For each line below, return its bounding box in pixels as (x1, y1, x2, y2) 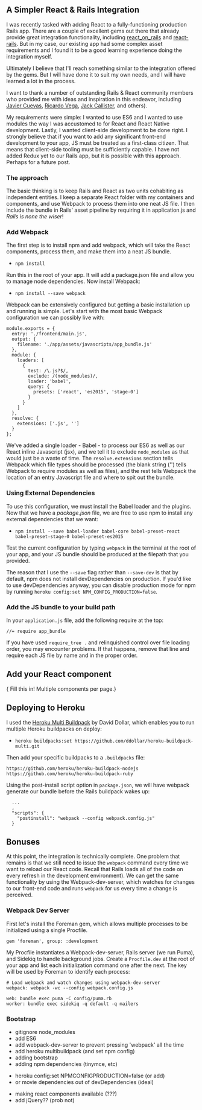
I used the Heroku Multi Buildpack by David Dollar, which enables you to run (6, 718, 195, 726)
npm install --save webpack (14, 291, 86, 297)
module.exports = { (6, 326, 55, 332)
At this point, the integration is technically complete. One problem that (6, 853, 180, 860)
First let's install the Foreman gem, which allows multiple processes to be (6, 920, 188, 927)
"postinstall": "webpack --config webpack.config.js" (17, 815, 155, 821)
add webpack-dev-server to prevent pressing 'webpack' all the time (14, 1041, 184, 1048)
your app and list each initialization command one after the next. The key (6, 962, 187, 969)
